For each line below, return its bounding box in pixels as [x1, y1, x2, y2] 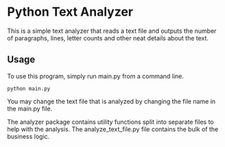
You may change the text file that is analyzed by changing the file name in [7, 97, 216, 105]
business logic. [7, 132, 50, 140]
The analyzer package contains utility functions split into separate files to [7, 118, 214, 126]
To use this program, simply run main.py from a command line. [7, 72, 184, 80]
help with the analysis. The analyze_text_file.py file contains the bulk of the [7, 124, 219, 133]
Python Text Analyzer [7, 4, 134, 20]
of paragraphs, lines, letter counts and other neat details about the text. [7, 34, 209, 42]
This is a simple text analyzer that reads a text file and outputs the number [7, 27, 217, 35]
